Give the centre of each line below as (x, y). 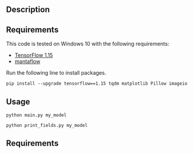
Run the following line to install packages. (56, 73)
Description (28, 10)
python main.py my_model (36, 115)
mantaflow (27, 62)
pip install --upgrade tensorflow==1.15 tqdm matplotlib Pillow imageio (97, 84)
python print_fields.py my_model (47, 126)
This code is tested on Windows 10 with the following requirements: (88, 44)
